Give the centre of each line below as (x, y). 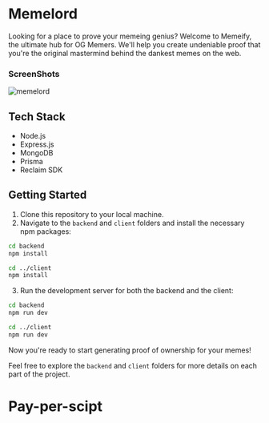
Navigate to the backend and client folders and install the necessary (132, 223)
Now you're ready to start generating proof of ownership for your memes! (130, 350)
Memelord (43, 14)
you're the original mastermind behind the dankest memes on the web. (125, 53)
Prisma (32, 162)
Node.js (33, 136)
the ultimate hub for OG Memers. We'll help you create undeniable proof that (134, 44)
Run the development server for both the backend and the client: (126, 291)
